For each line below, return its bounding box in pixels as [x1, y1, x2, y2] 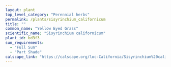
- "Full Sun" [10, 45, 38, 50]
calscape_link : [5, 54, 38, 59]
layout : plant [5, 7, 36, 13]
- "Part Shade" [10, 49, 42, 54]
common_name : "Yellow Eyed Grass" [5, 26, 79, 31]
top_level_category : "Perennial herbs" [5, 12, 90, 17]
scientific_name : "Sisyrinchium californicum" [5, 31, 106, 36]
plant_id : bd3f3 [5, 36, 40, 41]
